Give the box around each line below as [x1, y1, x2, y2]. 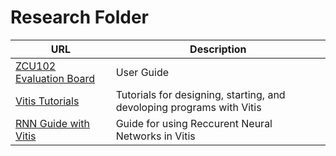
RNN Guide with [15, 116, 91, 130]
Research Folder [10, 6, 149, 29]
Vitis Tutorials [15, 94, 80, 108]
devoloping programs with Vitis [115, 100, 262, 114]
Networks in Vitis [115, 129, 196, 143]
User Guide [115, 65, 170, 79]
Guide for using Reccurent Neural [115, 116, 273, 130]
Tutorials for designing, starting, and [115, 87, 286, 101]
